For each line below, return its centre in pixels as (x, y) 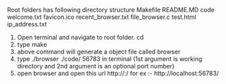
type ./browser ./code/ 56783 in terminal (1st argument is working (110, 59)
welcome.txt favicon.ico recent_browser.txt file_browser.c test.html (102, 17)
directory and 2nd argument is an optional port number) (96, 66)
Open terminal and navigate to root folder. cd (80, 37)
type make (32, 44)
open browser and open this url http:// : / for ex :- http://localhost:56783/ (118, 73)
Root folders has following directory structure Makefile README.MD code (111, 10)
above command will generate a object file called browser (99, 51)
